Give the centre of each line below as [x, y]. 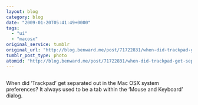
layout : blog [22, 12]
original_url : [24, 50]
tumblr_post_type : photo [37, 55]
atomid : [16, 61]
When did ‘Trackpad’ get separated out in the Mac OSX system [82, 83]
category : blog [25, 17]
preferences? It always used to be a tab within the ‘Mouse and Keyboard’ [95, 89]
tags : [13, 28]
